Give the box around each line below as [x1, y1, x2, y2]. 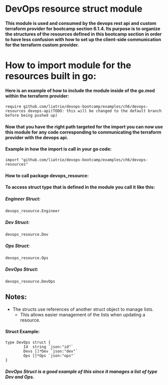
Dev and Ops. [5, 374, 34, 380]
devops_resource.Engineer [5, 209, 60, 214]
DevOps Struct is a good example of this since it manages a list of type [5, 368, 158, 374]
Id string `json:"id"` [23, 344, 73, 349]
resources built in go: [5, 70, 97, 82]
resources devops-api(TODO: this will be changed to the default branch [5, 109, 162, 114]
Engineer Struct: [5, 196, 40, 202]
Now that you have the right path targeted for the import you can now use [5, 123, 163, 130]
